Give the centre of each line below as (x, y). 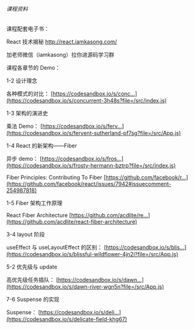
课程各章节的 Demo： (33, 68)
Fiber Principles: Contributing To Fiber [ (56, 177)
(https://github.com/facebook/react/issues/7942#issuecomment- (89, 184)
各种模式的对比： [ (30, 94)
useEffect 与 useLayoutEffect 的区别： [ (56, 248)
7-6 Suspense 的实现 (33, 300)
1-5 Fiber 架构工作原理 (34, 203)
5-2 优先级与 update (32, 267)
